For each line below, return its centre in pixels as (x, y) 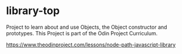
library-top (33, 11)
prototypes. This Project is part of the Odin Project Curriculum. (82, 33)
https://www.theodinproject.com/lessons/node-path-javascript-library (91, 45)
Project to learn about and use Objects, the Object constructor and (87, 27)
